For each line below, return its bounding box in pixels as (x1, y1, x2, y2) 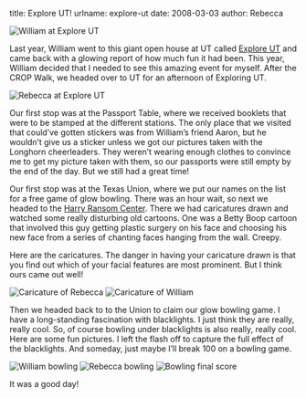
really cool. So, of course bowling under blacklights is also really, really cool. (9, 324, 297, 334)
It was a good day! (9, 379, 79, 389)
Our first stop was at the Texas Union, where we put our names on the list (9, 183, 286, 194)
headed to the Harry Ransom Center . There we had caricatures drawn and (9, 203, 289, 214)
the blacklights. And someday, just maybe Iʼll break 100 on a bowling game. (9, 343, 292, 354)
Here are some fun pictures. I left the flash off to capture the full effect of (9, 333, 284, 344)
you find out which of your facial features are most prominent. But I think (9, 259, 283, 270)
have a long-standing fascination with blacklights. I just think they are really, (9, 314, 295, 325)
